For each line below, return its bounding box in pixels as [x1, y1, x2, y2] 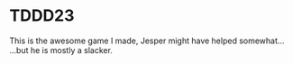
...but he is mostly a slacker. [9, 44, 113, 55]
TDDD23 [9, 5, 75, 26]
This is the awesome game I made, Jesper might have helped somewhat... [9, 35, 285, 46]
